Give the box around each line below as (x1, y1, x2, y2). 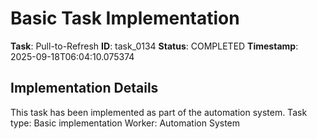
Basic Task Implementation (10, 7, 240, 30)
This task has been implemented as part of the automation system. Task (10, 106, 308, 118)
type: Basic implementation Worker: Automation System (10, 117, 241, 129)
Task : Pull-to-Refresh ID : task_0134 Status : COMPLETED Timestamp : (10, 40, 299, 52)
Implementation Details (10, 80, 159, 97)
